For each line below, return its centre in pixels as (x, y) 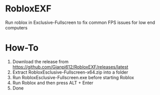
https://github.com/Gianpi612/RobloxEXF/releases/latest (70, 67)
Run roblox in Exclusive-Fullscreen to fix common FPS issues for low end (80, 22)
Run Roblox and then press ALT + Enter (53, 83)
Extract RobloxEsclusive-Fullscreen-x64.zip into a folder (70, 72)
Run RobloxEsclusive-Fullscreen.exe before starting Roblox (73, 77)
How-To (22, 48)
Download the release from (40, 61)
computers (16, 27)
